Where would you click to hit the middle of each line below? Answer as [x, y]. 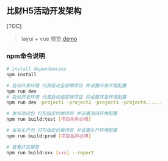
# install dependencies [37, 69]
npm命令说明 [26, 55]
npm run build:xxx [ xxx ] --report [50, 152]
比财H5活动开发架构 [44, 11]
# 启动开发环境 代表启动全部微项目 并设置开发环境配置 [67, 85]
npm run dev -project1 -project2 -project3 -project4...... [85, 102]
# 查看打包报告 [23, 147]
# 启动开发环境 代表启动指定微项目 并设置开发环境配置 [67, 97]
